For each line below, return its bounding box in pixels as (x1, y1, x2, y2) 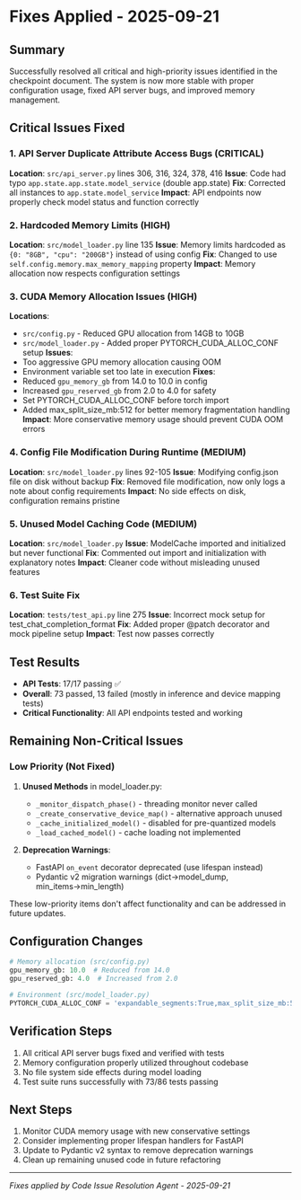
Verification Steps (9, 1024, 113, 1039)
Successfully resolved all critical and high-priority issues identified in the (9, 66, 278, 76)
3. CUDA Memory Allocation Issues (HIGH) (9, 290, 198, 303)
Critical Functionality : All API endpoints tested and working (21, 707, 244, 718)
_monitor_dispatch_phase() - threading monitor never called (35, 798, 258, 809)
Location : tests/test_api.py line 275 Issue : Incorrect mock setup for (9, 609, 266, 621)
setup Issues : (21, 348, 73, 358)
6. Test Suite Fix (9, 588, 81, 601)
